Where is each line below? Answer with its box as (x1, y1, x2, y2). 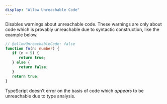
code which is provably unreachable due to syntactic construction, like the (5, 26, 160, 32)
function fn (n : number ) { (5, 46, 59, 51)
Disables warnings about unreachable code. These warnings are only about (5, 21, 162, 27)
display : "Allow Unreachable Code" (5, 7, 80, 12)
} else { (12, 60, 30, 65)
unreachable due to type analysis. (5, 93, 75, 99)
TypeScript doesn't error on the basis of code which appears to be (5, 87, 144, 93)
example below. (5, 31, 38, 37)
